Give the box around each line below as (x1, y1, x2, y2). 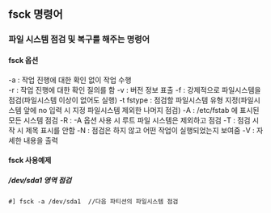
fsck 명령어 (8, 7, 63, 22)
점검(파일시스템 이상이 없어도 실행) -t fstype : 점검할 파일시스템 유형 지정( (8, 95, 241, 105)
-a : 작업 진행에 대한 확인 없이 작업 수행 (8, 75, 132, 85)
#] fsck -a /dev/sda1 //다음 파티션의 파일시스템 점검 (8, 198, 179, 206)
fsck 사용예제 (8, 156, 52, 165)
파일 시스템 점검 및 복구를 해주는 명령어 (8, 34, 150, 45)
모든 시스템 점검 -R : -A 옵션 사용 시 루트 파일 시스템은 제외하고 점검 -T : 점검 (8, 115, 251, 125)
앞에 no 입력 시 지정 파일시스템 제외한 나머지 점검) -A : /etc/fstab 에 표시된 (23, 105, 260, 115)
